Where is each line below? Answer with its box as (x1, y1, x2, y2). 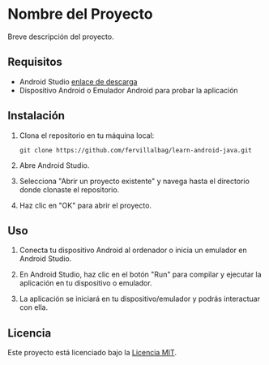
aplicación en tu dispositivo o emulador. (19, 278, 152, 288)
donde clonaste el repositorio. (19, 184, 120, 195)
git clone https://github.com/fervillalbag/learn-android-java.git (19, 146, 252, 154)
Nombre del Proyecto (7, 5, 153, 24)
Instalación (7, 109, 66, 122)
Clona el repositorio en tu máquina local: (19, 131, 155, 140)
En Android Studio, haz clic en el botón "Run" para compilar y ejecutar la (19, 269, 262, 280)
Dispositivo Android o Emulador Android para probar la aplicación (19, 85, 238, 95)
